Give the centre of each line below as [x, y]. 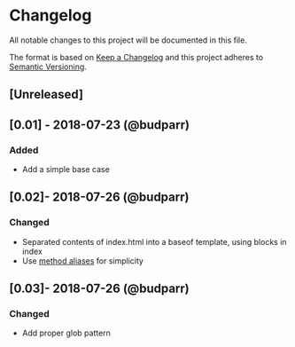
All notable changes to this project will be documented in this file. [128, 40]
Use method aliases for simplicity [83, 260]
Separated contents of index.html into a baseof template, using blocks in [154, 241]
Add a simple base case [66, 170]
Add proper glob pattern [66, 333]
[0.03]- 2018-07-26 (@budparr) [100, 289]
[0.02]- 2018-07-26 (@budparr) [99, 197]
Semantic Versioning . [48, 67]
